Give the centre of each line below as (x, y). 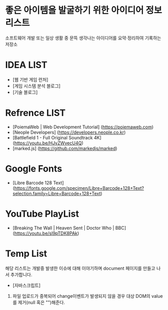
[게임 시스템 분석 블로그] (36, 86)
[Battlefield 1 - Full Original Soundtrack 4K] (57, 137)
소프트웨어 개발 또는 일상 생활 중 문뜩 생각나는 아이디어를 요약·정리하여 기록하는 (83, 38)
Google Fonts (34, 169)
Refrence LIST (35, 113)
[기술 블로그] (25, 92)
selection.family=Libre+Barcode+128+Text (57, 193)
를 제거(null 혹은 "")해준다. (39, 302)
